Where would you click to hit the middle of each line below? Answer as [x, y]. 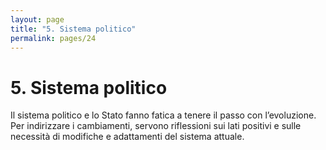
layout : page [37, 19]
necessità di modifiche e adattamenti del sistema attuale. [127, 137]
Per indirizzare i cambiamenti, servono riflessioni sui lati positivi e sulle [156, 126]
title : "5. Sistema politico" [73, 29]
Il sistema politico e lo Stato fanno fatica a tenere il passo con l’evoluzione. [163, 115]
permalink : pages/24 [53, 38]
